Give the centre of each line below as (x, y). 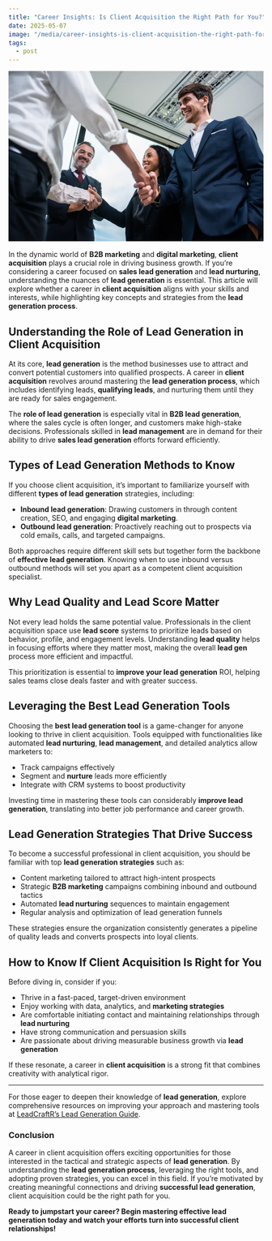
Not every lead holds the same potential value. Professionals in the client (130, 621)
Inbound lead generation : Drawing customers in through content (128, 509)
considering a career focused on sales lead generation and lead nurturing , (134, 272)
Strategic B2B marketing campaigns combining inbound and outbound (138, 887)
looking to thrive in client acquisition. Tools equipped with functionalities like (136, 734)
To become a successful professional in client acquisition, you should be (130, 854)
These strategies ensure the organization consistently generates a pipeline (133, 928)
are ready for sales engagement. (63, 398)
